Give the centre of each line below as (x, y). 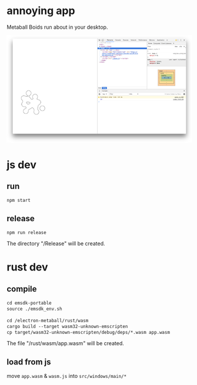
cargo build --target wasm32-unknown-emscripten (67, 327)
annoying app (41, 11)
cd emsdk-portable (29, 303)
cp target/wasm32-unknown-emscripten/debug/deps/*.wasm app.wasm (88, 333)
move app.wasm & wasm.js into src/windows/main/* (67, 376)
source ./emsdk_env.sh (34, 309)
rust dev (28, 267)
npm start (19, 201)
